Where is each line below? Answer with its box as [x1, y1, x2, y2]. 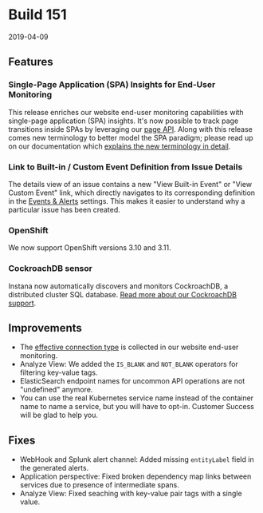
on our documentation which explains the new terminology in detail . [8, 141, 231, 151]
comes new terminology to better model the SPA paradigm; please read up [8, 133, 253, 142]
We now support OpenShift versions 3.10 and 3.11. [8, 243, 171, 253]
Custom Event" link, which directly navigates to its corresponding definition [8, 188, 256, 197]
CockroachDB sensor [8, 263, 93, 274]
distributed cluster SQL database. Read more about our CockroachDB [8, 289, 237, 299]
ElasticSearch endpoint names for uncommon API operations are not [19, 376, 245, 386]
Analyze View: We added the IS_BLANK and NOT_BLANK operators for [19, 360, 239, 369]
